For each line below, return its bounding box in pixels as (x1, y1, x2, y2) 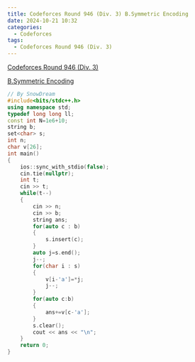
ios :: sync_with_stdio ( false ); (20, 163, 110, 171)
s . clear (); (33, 321, 65, 329)
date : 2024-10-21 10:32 (7, 17, 78, 24)
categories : (7, 23, 43, 31)
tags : (7, 37, 23, 44)
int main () (7, 150, 40, 157)
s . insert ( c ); (45, 236, 84, 243)
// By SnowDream (7, 90, 55, 97)
